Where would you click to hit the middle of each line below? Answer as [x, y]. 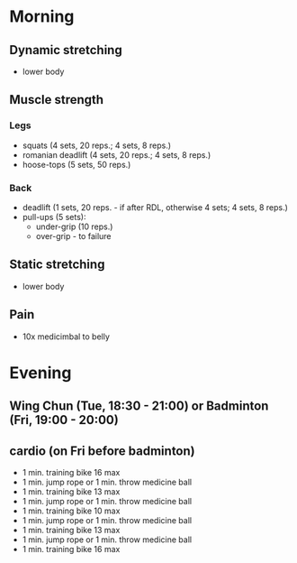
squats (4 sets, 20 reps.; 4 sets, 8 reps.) [97, 145]
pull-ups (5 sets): [54, 217]
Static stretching [57, 265]
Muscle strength [57, 100]
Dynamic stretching [66, 50]
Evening [40, 373]
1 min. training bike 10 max [71, 511]
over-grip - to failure [73, 235]
